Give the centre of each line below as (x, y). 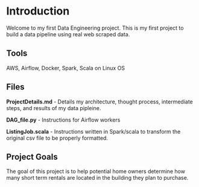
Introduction (38, 11)
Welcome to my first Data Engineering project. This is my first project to (95, 28)
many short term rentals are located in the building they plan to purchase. (97, 178)
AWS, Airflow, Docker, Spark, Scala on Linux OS (66, 68)
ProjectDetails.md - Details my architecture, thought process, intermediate (99, 102)
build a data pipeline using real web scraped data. (68, 34)
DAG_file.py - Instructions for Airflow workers (63, 120)
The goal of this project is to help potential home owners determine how (96, 171)
